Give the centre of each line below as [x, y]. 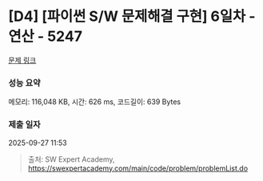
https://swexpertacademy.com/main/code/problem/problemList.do [138, 168]
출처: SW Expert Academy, [71, 159]
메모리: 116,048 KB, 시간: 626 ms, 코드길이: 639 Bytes [95, 102]
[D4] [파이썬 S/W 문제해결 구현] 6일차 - [132, 16]
